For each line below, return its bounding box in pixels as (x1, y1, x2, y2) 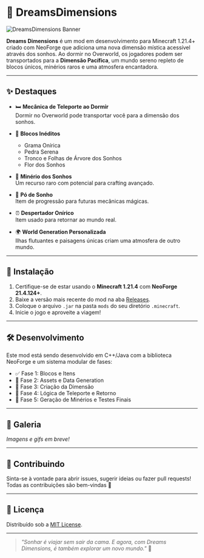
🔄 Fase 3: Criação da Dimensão (15, 383, 94, 390)
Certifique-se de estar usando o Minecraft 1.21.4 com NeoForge (15, 282, 178, 290)
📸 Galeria (6, 419, 41, 430)
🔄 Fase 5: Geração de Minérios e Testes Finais (15, 396, 132, 403)
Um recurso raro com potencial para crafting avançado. (15, 179, 155, 186)
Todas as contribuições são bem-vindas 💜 (6, 481, 112, 488)
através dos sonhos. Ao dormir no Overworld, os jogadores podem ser (6, 50, 183, 57)
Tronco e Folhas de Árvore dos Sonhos (24, 154, 122, 162)
